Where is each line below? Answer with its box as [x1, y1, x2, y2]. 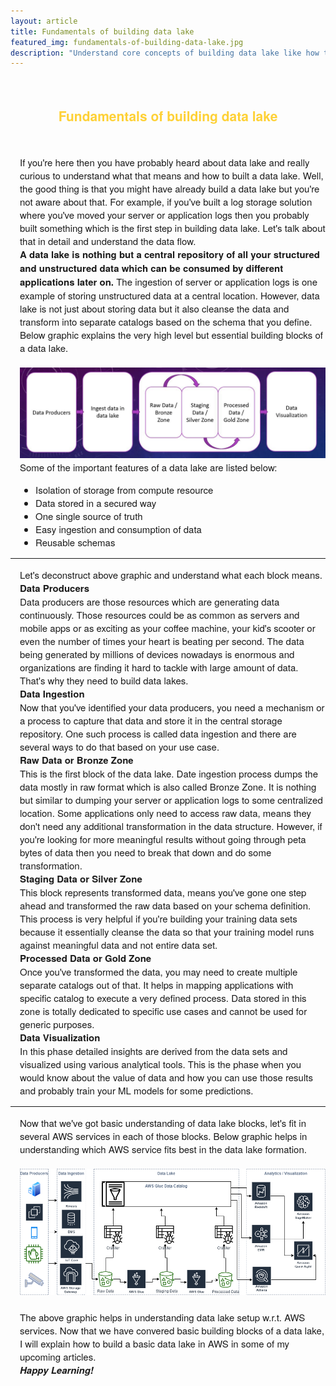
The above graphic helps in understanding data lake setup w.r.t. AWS [19, 1310, 306, 1325]
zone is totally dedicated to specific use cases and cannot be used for [19, 1004, 308, 1019]
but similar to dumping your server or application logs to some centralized [19, 793, 323, 807]
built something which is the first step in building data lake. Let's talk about [19, 221, 326, 235]
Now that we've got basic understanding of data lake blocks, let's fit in [19, 1116, 307, 1130]
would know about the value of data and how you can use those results [19, 1070, 313, 1085]
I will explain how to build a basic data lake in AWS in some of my [19, 1336, 290, 1351]
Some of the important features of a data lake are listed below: [19, 460, 278, 475]
